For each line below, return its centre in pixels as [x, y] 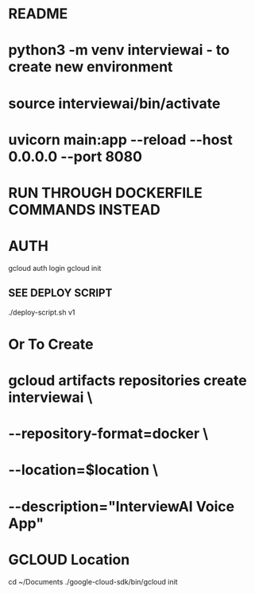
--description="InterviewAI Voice [122, 506]
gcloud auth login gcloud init [55, 268]
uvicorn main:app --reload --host [120, 139]
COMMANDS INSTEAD [85, 209]
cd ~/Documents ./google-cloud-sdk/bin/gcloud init [93, 581]
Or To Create [51, 344]
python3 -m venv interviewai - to [119, 50]
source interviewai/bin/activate [114, 103]
